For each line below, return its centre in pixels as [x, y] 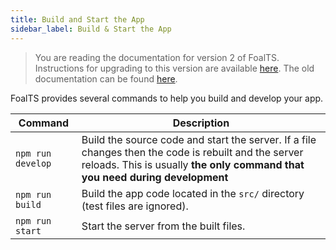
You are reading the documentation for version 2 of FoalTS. [157, 57]
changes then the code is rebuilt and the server [192, 152]
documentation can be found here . [106, 78]
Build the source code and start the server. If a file [199, 139]
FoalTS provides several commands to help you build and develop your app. [167, 98]
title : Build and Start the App [77, 19]
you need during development [155, 177]
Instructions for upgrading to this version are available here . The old [174, 68]
